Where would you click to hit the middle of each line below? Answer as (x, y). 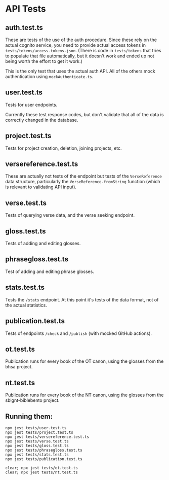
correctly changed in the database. (42, 120)
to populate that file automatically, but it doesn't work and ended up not (80, 56)
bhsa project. (19, 367)
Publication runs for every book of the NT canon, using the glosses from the (85, 395)
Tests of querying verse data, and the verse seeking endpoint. (70, 215)
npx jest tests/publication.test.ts (44, 459)
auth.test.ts (24, 28)
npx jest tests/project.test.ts (39, 432)
